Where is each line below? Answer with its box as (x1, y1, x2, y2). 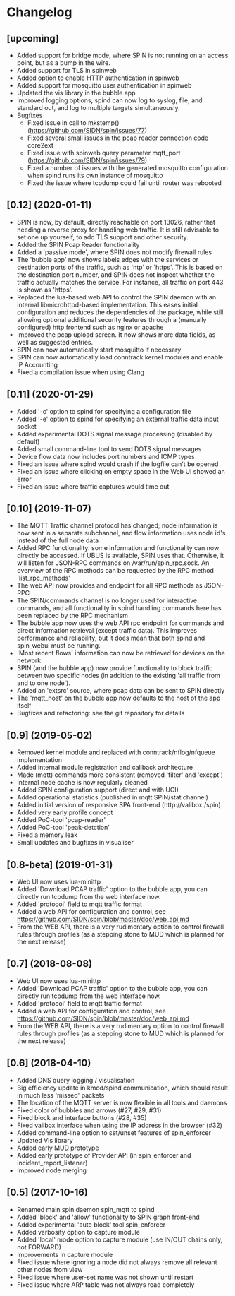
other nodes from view (16, 1265, 83, 1273)
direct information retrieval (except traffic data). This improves (16, 626, 198, 635)
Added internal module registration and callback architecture (16, 763, 193, 772)
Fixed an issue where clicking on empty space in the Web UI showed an (16, 467, 226, 475)
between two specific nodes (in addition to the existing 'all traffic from (16, 672, 221, 680)
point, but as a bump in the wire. (16, 59, 110, 67)
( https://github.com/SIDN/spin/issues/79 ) (27, 156, 148, 165)
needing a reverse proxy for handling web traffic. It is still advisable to (16, 225, 220, 234)
